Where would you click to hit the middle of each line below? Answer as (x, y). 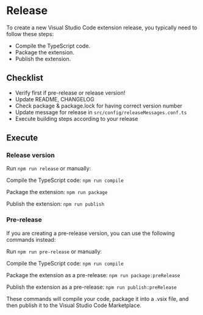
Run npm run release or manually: (49, 168)
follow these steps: (30, 34)
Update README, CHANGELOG (55, 99)
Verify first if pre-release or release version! (70, 93)
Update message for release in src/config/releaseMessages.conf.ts (101, 112)
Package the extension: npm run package (57, 192)
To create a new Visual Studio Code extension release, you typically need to (102, 27)
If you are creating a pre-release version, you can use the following (91, 233)
